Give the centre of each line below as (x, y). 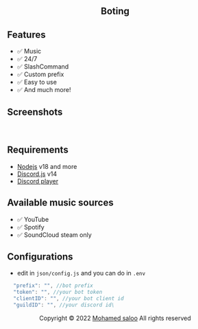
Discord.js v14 (37, 174)
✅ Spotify (30, 227)
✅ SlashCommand (43, 67)
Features (26, 35)
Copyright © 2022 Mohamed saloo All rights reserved (115, 318)
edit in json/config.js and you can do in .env (81, 273)
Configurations (40, 257)
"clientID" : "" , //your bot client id (69, 299)
